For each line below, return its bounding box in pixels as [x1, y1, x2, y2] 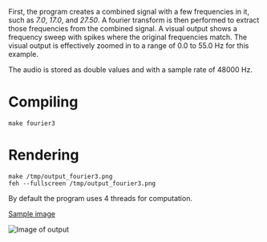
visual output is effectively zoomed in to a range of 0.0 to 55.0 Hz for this [8, 41, 249, 50]
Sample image [8, 208, 56, 219]
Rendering [8, 146, 79, 164]
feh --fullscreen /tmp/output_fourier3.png [8, 179, 156, 188]
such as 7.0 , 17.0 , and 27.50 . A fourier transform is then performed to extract [8, 15, 260, 25]
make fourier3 [8, 119, 56, 127]
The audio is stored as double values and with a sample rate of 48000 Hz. [8, 65, 253, 75]
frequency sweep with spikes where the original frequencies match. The [8, 32, 247, 42]
